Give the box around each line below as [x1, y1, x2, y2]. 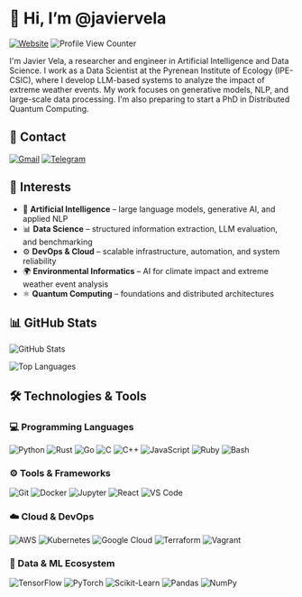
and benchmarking [22, 236, 93, 247]
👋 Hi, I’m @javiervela [9, 8, 167, 29]
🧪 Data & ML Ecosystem [9, 556, 115, 569]
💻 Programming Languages [9, 420, 134, 433]
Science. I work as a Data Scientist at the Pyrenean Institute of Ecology [9, 65, 273, 76]
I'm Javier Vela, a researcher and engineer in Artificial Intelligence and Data [9, 55, 289, 66]
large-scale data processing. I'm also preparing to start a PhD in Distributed [9, 94, 290, 105]
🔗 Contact [9, 130, 67, 145]
